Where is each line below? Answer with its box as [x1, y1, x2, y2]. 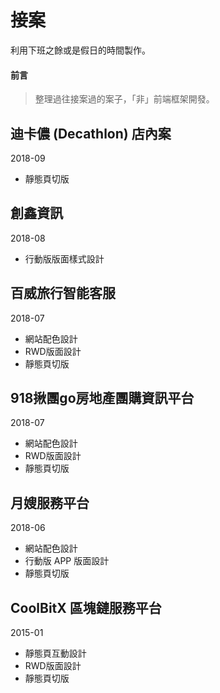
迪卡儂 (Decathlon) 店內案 [10, 125, 172, 142]
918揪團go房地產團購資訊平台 [10, 389, 195, 406]
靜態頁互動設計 [24, 647, 87, 660]
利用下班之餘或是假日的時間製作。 [10, 44, 151, 56]
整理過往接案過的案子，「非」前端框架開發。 [34, 93, 215, 105]
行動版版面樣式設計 [24, 252, 105, 265]
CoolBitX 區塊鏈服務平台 [10, 599, 162, 616]
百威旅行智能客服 [10, 285, 116, 302]
